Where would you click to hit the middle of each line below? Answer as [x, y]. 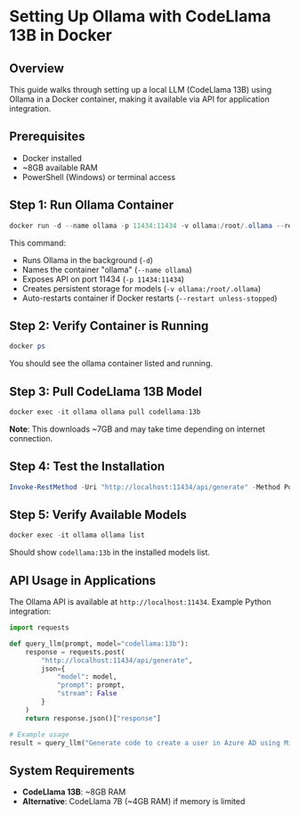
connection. [31, 438]
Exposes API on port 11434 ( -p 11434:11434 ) [103, 279]
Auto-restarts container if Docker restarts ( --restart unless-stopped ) [149, 298]
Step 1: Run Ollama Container [92, 206]
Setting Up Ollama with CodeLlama [140, 16]
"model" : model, [87, 677]
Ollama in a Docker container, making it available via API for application [139, 99]
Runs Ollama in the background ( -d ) [88, 259]
